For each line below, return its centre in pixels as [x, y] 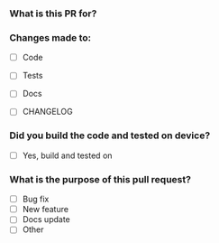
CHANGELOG [48, 112]
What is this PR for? [53, 14]
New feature [46, 210]
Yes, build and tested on [67, 155]
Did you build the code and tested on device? [110, 136]
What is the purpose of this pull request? [100, 179]
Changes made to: [50, 37]
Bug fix [36, 199]
